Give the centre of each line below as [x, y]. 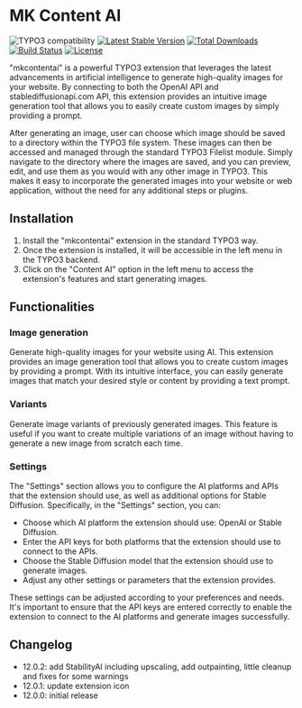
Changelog [41, 645]
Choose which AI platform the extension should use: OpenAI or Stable [152, 522]
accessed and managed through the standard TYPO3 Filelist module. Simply [151, 152]
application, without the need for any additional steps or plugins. [129, 190]
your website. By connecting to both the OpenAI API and [114, 86]
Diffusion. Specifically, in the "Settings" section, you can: [115, 505]
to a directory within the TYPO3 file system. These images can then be [141, 142]
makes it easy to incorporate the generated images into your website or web [151, 180]
